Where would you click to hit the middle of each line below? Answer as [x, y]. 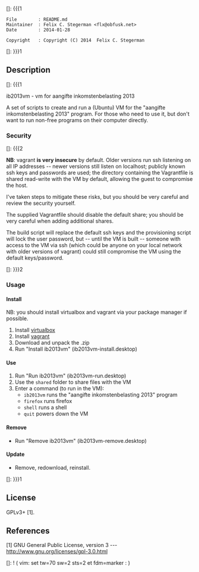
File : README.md [37, 20]
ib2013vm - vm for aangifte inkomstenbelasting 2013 [70, 96]
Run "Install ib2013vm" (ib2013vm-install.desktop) [76, 349]
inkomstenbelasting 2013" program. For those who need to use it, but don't [98, 114]
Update [15, 454]
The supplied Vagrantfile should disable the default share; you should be [95, 215]
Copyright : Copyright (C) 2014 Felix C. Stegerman [75, 40]
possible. [17, 318]
